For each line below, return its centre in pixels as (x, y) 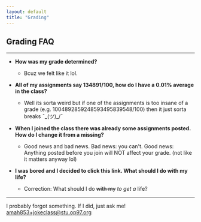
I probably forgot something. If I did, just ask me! (66, 206)
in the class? (31, 91)
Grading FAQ (30, 42)
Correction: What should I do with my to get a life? (86, 189)
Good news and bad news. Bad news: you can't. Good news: (99, 146)
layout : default (26, 12)
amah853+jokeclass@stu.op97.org (49, 212)
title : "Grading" (28, 17)
